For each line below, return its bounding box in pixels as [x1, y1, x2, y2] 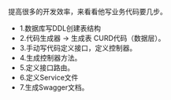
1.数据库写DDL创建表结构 [19, 24, 101, 33]
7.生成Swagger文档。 [19, 83, 89, 92]
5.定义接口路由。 [19, 63, 75, 72]
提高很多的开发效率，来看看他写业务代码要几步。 [8, 7, 167, 16]
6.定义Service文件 [19, 73, 79, 82]
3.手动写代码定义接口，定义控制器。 [19, 43, 137, 53]
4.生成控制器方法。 [19, 54, 82, 62]
